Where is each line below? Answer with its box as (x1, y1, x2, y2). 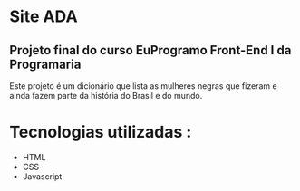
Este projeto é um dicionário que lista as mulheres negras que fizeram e (9, 81, 278, 91)
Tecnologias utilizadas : (9, 122, 192, 142)
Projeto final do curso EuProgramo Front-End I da (9, 43, 292, 58)
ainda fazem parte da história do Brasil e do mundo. (9, 91, 203, 100)
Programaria (9, 56, 82, 72)
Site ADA (9, 6, 79, 27)
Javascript (22, 170, 63, 182)
